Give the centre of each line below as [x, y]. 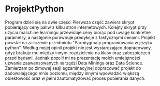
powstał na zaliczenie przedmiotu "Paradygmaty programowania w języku [79, 42]
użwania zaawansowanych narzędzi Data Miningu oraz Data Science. [74, 63]
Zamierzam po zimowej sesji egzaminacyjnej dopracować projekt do [73, 68]
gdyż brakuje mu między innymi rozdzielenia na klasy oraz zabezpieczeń [78, 53]
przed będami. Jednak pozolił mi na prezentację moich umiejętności [73, 58]
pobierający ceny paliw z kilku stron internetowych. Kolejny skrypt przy [76, 27]
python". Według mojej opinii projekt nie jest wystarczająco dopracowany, [79, 48]
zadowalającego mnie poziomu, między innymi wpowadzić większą [72, 73]
